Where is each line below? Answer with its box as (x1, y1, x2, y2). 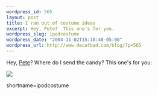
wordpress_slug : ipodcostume (6, 31, 80, 37)
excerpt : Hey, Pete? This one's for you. (6, 25, 115, 32)
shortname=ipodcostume (6, 82, 69, 89)
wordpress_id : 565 (6, 8, 52, 15)
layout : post (6, 14, 39, 20)
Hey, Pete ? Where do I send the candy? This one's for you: (6, 58, 153, 66)
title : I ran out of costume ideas (6, 20, 96, 26)
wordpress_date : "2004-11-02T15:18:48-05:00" (6, 37, 122, 43)
